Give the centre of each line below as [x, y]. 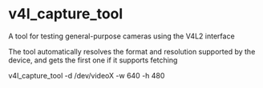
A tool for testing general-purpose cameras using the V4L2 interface [121, 36]
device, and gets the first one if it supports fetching [93, 60]
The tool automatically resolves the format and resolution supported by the [132, 51]
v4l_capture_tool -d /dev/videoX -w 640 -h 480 [87, 75]
